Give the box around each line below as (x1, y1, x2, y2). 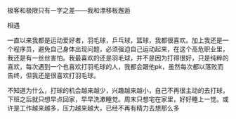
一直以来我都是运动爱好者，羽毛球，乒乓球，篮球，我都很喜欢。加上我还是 (7, 36, 223, 44)
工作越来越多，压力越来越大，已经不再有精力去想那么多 (19, 104, 180, 112)
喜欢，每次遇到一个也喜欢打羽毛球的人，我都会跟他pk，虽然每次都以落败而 (7, 63, 224, 70)
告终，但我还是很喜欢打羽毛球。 (7, 71, 100, 80)
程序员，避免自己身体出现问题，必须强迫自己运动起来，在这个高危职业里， (13, 45, 229, 53)
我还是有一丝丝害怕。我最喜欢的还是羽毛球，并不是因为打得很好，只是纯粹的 (7, 54, 229, 62)
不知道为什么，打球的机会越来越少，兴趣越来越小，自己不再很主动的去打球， (7, 87, 229, 94)
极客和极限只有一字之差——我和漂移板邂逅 (7, 6, 131, 14)
